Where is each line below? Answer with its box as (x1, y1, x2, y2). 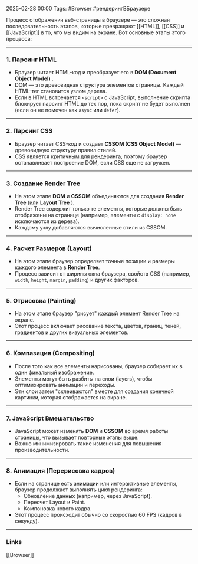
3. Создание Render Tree (6, 179, 81, 188)
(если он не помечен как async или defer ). (14, 106, 121, 114)
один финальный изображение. (14, 369, 94, 376)
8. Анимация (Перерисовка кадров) (6, 467, 115, 474)
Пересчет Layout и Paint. (23, 499, 86, 506)
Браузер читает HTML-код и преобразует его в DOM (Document (14, 69, 177, 76)
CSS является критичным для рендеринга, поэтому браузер (14, 153, 167, 160)
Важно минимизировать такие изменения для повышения (14, 440, 162, 447)
